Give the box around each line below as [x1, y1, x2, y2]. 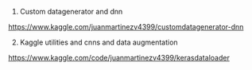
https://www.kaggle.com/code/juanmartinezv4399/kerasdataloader [8, 53, 231, 62]
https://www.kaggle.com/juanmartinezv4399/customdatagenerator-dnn [8, 22, 244, 31]
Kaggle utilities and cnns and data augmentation [19, 37, 178, 47]
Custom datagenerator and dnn [19, 7, 123, 16]
